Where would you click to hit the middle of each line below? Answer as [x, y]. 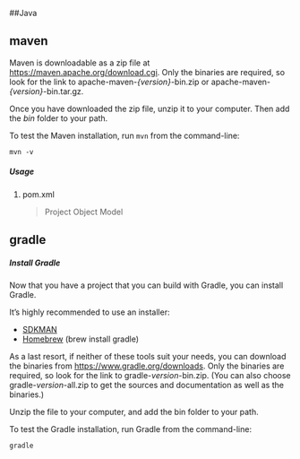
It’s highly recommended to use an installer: [90, 312]
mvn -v [21, 152]
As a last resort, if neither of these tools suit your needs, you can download [148, 357]
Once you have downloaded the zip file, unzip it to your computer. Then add [150, 108]
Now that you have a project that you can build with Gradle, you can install [146, 285]
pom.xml [39, 194]
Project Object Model [84, 212]
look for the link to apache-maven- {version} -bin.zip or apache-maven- [140, 82]
